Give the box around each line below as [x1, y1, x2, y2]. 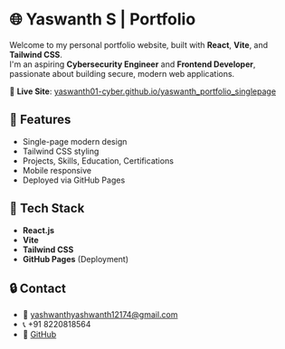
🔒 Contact [9, 280, 66, 296]
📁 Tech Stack [9, 201, 85, 216]
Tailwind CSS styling [22, 146, 100, 156]
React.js [22, 224, 55, 235]
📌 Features [9, 112, 71, 127]
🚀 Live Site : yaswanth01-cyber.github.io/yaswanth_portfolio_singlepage [9, 86, 277, 97]
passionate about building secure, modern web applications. [9, 68, 235, 79]
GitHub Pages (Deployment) [22, 253, 129, 264]
